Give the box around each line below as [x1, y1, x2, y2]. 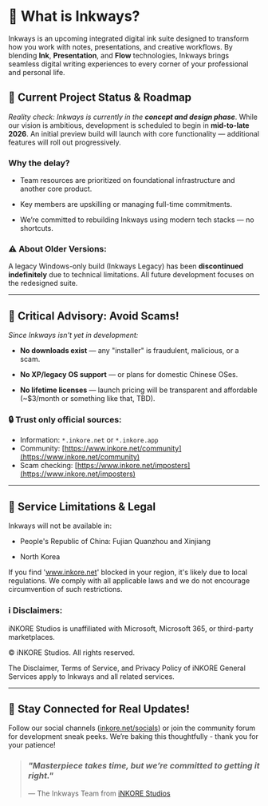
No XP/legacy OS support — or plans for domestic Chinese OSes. [19, 370, 238, 379]
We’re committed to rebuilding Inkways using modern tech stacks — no [19, 215, 254, 224]
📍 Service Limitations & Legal [8, 499, 156, 514]
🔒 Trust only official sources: [8, 415, 122, 426]
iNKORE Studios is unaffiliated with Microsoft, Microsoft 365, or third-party [8, 623, 254, 633]
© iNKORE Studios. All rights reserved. [8, 647, 136, 657]
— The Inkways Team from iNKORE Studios [27, 788, 171, 798]
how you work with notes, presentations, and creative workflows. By [8, 42, 233, 51]
